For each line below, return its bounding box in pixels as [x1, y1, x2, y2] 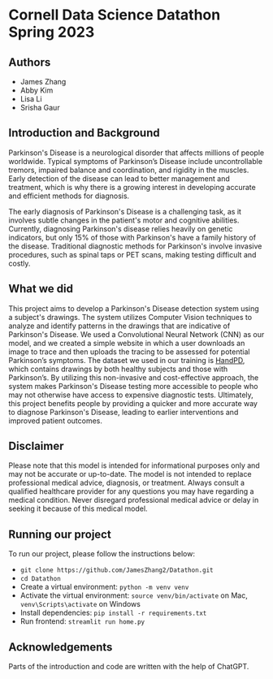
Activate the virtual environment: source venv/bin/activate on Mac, [19, 590, 248, 600]
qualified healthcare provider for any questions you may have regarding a [8, 487, 254, 496]
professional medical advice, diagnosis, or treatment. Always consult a [8, 478, 245, 488]
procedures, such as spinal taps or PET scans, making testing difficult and [8, 249, 257, 259]
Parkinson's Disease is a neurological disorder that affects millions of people [8, 148, 265, 158]
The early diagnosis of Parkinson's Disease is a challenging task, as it [8, 206, 242, 216]
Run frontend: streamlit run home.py [19, 616, 145, 626]
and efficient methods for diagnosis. [8, 191, 130, 201]
